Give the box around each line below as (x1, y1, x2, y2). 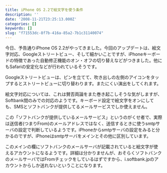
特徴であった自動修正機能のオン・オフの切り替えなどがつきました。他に (13, 57, 163, 63)
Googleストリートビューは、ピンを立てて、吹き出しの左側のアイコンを (5, 74, 151, 80)
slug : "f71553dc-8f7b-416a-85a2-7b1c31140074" (5, 30, 104, 35)
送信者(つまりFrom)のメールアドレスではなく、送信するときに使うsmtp (9, 120, 156, 126)
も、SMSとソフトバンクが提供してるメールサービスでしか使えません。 (5, 103, 151, 109)
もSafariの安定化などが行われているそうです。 (5, 63, 100, 69)
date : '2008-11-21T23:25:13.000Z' (5, 16, 77, 21)
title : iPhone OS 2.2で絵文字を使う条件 (5, 7, 84, 12)
